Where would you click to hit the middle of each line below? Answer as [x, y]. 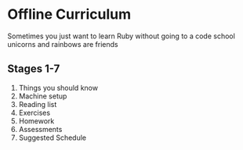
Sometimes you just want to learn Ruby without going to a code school [121, 36]
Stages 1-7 [34, 69]
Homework [36, 121]
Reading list [38, 104]
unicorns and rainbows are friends [63, 44]
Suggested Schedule [53, 137]
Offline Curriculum [69, 14]
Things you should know [58, 87]
